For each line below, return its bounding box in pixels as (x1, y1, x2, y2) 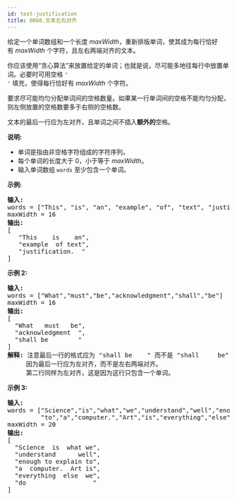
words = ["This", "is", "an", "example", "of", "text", (7, 203, 205, 211)
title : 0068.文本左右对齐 (7, 17, 78, 24)
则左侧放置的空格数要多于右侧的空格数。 (7, 102, 125, 111)
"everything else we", (14, 471, 101, 480)
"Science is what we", (14, 443, 101, 451)
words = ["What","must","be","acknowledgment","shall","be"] (7, 291, 224, 299)
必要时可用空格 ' (19, 70, 68, 78)
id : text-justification (7, 10, 78, 18)
